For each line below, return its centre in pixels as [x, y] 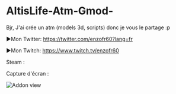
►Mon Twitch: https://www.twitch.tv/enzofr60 [63, 50]
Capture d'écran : [28, 73]
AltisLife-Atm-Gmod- [60, 11]
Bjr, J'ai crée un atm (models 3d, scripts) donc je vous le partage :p [88, 27]
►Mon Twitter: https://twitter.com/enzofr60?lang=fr [70, 39]
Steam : [15, 62]
